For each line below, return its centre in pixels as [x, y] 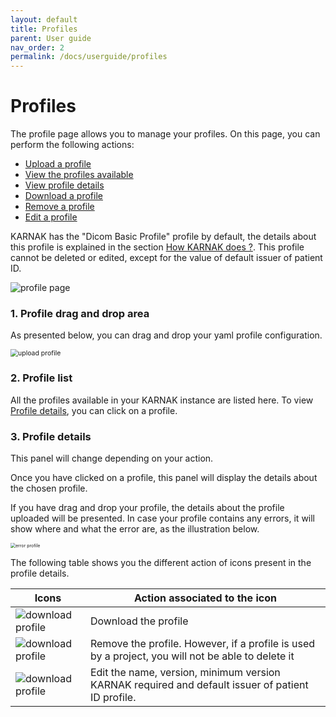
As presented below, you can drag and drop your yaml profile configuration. [166, 335]
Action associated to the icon [205, 598]
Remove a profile [59, 207]
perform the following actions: [72, 145]
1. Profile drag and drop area [80, 313]
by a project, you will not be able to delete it [192, 656]
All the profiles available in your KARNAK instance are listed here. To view [162, 400]
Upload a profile [58, 164]
